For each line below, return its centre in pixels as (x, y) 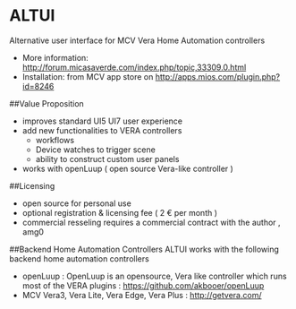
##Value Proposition (47, 103)
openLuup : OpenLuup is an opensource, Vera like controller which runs (155, 276)
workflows (55, 140)
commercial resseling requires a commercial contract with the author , (151, 222)
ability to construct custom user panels (107, 159)
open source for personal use (76, 203)
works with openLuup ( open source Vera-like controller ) (128, 168)
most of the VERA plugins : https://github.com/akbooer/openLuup (143, 285)
